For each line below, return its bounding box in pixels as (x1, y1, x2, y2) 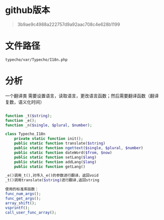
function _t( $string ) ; (5, 113, 52, 118)
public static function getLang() (14, 164, 85, 169)
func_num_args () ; (5, 192, 41, 197)
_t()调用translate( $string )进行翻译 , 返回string (5, 178, 99, 183)
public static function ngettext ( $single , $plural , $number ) (14, 146, 144, 151)
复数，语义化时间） (5, 99, 45, 105)
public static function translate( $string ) (14, 141, 106, 146)
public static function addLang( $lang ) (14, 159, 97, 165)
